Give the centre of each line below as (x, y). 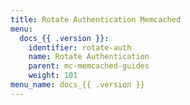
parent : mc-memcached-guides (89, 66)
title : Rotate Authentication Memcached (96, 19)
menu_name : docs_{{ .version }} (77, 85)
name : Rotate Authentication (89, 57)
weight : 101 (53, 76)
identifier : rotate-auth (80, 47)
